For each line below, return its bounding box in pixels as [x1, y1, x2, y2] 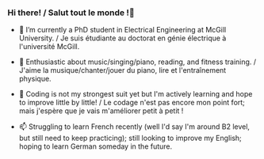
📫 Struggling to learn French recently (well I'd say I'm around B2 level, [18, 122, 251, 131]
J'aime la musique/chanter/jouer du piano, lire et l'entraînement [18, 66, 227, 75]
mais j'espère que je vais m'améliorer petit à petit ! [18, 106, 184, 115]
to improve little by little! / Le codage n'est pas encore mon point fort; [18, 98, 245, 108]
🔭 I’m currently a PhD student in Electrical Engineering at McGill [18, 25, 227, 35]
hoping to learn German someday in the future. [18, 142, 173, 151]
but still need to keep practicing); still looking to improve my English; [18, 134, 243, 143]
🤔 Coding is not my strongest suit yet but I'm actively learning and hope [18, 89, 253, 99]
